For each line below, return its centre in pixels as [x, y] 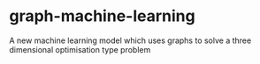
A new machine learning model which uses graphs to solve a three [130, 40]
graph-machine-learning [103, 16]
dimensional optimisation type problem [80, 49]
